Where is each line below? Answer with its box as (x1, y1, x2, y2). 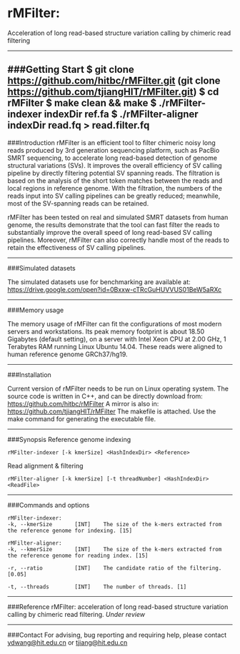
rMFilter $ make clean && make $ (7, 97, 157, 109)
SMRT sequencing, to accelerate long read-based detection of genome (7, 154, 218, 162)
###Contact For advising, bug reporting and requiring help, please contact (7, 630, 227, 639)
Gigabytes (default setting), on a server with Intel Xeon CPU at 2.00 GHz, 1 (7, 334, 226, 343)
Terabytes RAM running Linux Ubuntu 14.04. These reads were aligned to (7, 342, 223, 351)
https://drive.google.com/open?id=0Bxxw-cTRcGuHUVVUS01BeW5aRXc (7, 285, 222, 293)
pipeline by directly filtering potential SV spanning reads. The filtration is (7, 168, 220, 177)
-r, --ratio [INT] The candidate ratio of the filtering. (7, 564, 222, 572)
